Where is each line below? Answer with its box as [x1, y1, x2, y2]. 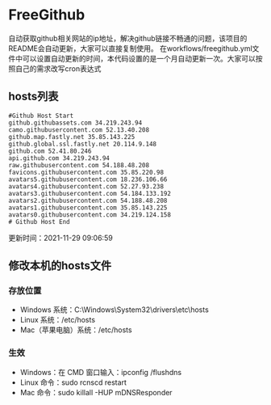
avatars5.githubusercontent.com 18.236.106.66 [8, 175, 168, 184]
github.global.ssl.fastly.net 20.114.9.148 [8, 140, 157, 148]
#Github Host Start [8, 112, 74, 120]
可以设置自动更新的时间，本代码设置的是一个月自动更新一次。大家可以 [22, 53, 256, 63]
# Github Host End [8, 217, 70, 226]
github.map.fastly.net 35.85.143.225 [8, 133, 135, 141]
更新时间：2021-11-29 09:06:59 [8, 233, 113, 243]
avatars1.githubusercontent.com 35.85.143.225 [8, 204, 168, 212]
